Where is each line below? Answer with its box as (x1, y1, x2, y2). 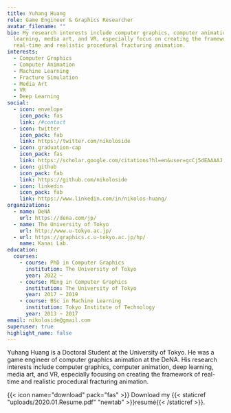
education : (7, 247, 38, 254)
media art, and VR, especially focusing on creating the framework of (7, 370, 201, 379)
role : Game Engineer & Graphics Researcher (7, 16, 134, 23)
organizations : (7, 202, 51, 209)
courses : (13, 253, 38, 260)
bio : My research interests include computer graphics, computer (7, 29, 198, 36)
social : (7, 100, 30, 107)
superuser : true (7, 323, 54, 330)
